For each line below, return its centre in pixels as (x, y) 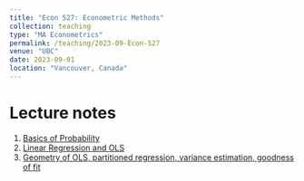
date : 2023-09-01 (42, 60)
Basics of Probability (61, 138)
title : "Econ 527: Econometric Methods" (87, 18)
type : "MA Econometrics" (56, 34)
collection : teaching (50, 26)
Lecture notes (63, 113)
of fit (31, 167)
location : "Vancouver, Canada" (69, 69)
